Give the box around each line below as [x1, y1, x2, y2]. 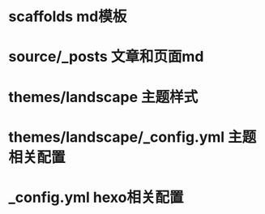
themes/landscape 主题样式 [8, 88, 199, 106]
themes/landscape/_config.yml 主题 [8, 127, 257, 146]
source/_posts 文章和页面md [8, 48, 204, 66]
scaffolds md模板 [8, 7, 127, 26]
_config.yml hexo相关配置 [8, 188, 184, 207]
